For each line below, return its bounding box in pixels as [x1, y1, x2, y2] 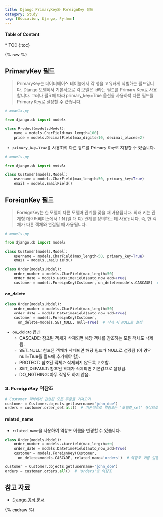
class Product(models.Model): [5, 126, 66, 131]
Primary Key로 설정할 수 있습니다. [16, 99, 81, 105]
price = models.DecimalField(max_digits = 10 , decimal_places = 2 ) [14, 135, 145, 140]
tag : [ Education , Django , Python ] [5, 16, 75, 21]
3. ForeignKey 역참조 [5, 385, 53, 392]
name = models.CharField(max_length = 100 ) [14, 131, 98, 136]
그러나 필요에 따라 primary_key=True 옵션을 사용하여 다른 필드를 [31, 93, 154, 99]
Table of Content [5, 31, 40, 37]
